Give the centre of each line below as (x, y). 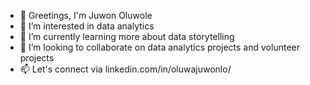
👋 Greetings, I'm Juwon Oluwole (86, 15)
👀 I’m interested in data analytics (87, 26)
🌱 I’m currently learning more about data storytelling (127, 36)
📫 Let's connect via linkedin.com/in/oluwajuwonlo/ (125, 69)
